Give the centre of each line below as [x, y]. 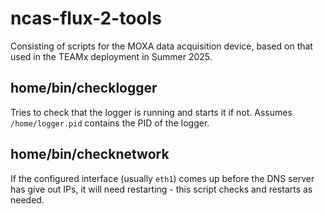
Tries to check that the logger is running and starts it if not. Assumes [151, 112]
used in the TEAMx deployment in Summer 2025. [111, 56]
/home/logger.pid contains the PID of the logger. [110, 123]
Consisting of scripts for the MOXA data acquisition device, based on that [161, 46]
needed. [27, 199]
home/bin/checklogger [84, 88]
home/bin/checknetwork [90, 154]
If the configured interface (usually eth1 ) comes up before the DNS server [162, 178]
